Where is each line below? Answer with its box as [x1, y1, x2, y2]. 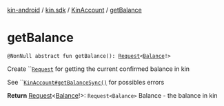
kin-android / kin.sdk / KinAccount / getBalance [7, 6, 143, 14]
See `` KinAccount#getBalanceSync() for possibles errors [7, 78, 165, 86]
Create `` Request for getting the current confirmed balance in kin [7, 65, 190, 73]
